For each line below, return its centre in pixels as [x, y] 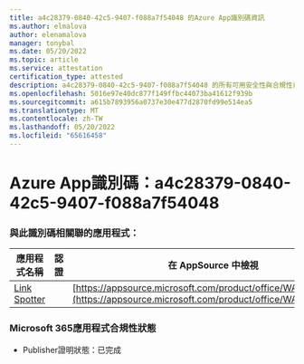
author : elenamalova [48, 34]
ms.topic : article [44, 60]
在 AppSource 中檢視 [214, 265]
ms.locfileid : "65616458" [58, 136]
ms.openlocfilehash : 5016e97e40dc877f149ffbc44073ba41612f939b [131, 93]
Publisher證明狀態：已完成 [72, 350]
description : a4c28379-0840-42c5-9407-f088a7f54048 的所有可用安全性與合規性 [151, 85]
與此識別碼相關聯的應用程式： [75, 233]
